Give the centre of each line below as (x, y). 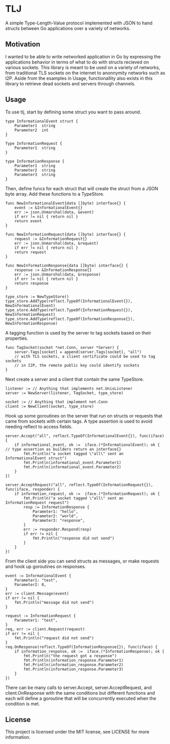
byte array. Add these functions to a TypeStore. (55, 194)
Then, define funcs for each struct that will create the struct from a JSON (82, 188)
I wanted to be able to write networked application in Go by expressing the (83, 56)
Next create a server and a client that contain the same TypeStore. (75, 379)
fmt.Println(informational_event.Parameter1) (73, 463)
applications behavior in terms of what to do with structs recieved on (77, 62)
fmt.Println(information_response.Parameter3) (74, 669)
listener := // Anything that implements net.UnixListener (69, 389)
